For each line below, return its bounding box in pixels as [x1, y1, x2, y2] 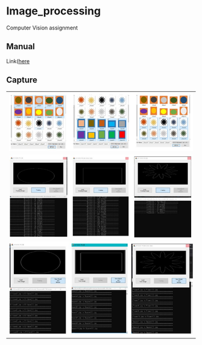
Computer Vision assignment [6, 24, 78, 31]
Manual [6, 41, 35, 52]
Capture [6, 75, 38, 85]
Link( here [6, 57, 30, 64]
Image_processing [6, 4, 101, 18]
